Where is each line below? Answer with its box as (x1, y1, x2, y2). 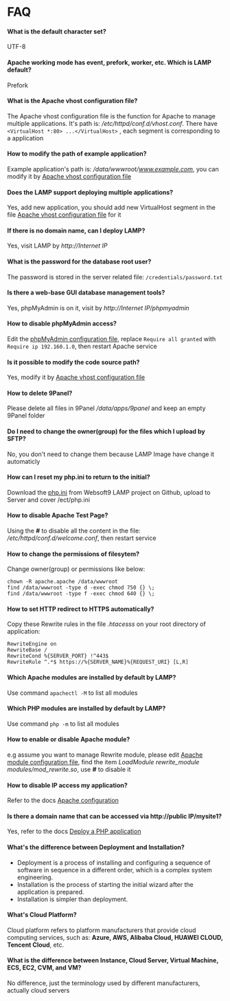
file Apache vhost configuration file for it (7, 211, 122, 219)
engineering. (16, 873, 54, 881)
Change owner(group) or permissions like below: (7, 565, 146, 573)
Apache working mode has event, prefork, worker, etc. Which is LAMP (7, 58, 211, 66)
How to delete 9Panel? (7, 389, 73, 397)
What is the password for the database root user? (7, 257, 152, 266)
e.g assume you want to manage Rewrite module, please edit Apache (7, 751, 203, 759)
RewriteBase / (7, 647, 48, 654)
